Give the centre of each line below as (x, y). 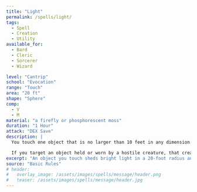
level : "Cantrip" (27, 77)
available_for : (25, 45)
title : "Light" (25, 11)
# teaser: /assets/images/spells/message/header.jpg (74, 180)
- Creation (25, 33)
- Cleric (22, 55)
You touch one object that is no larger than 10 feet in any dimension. (102, 142)
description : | (25, 137)
